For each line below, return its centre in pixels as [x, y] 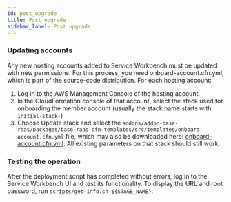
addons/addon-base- [150, 123]
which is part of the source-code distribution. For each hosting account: [109, 80]
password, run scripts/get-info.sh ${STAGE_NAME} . [80, 191]
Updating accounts [40, 50]
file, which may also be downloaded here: [124, 136]
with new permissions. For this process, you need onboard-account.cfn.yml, [115, 72]
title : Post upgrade [37, 20]
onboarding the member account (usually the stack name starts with [114, 108]
